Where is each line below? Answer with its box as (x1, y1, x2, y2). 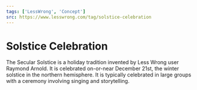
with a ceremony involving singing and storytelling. (6, 78, 130, 85)
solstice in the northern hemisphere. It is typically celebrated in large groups (6, 71, 192, 78)
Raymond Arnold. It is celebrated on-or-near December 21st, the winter (6, 65, 179, 72)
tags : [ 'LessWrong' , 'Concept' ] (6, 8, 86, 15)
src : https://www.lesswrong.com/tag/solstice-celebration (6, 14, 152, 20)
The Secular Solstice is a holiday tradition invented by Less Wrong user (6, 59, 179, 66)
